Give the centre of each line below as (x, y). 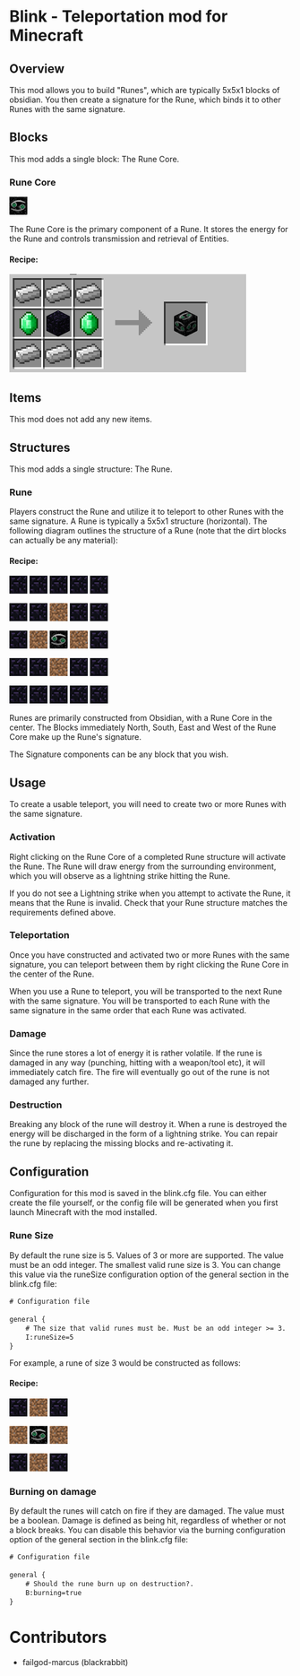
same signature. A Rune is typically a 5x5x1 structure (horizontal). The (138, 521)
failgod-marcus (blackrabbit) (75, 1662)
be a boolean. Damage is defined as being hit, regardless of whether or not (148, 1521)
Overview (37, 69)
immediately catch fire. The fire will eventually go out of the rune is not (140, 1072)
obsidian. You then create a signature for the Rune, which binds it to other (145, 100)
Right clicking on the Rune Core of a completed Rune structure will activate (148, 856)
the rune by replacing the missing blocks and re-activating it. (121, 1143)
